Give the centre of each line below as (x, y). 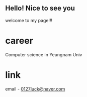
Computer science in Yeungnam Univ (44, 54)
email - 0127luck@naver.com (35, 89)
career (19, 41)
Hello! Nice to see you (40, 8)
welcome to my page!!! (29, 20)
